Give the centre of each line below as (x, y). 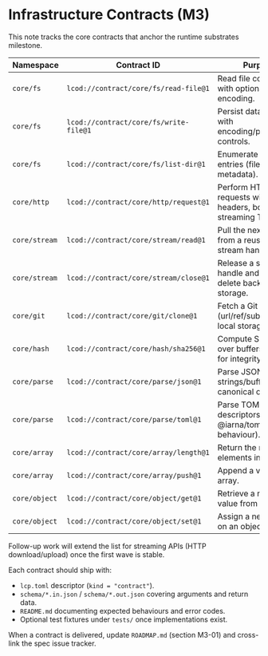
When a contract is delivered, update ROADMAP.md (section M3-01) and (122, 634)
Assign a (233, 516)
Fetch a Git (237, 306)
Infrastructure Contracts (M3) (109, 15)
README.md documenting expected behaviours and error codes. (122, 611)
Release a (236, 263)
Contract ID (138, 65)
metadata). (238, 174)
